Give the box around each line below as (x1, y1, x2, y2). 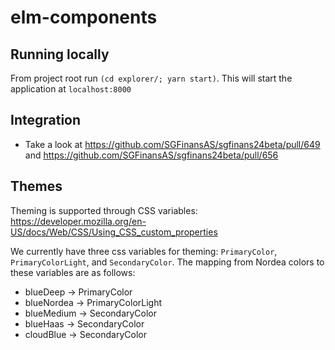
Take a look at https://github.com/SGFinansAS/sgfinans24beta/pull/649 (24, 138, 321, 150)
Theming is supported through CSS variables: (10, 204, 198, 216)
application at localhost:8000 (10, 83, 132, 95)
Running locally (10, 46, 110, 63)
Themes (10, 178, 63, 195)
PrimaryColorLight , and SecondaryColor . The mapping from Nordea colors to (10, 256, 325, 268)
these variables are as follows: (10, 266, 136, 278)
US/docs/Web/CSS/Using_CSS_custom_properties (10, 226, 218, 238)
